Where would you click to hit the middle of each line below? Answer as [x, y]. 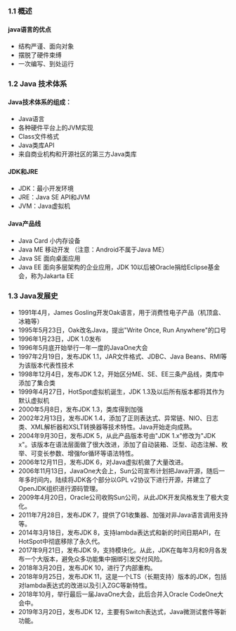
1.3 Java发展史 [33, 296]
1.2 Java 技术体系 [38, 84]
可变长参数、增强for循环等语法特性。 [84, 453]
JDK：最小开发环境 [46, 189]
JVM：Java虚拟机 [44, 206]
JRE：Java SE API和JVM [54, 197]
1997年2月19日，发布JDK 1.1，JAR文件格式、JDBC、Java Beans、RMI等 [123, 356]
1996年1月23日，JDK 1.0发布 [60, 339]
